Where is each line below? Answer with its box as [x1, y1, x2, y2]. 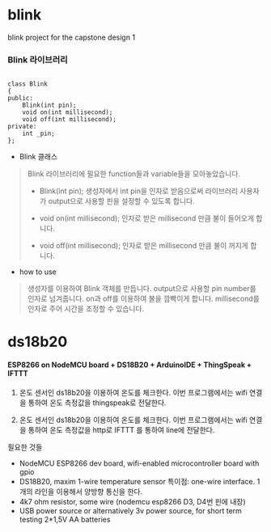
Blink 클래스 [19, 152, 58, 162]
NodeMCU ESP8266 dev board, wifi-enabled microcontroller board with [19, 458, 260, 468]
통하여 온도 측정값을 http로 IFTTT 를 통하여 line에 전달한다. [28, 424, 215, 434]
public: [7, 95, 34, 103]
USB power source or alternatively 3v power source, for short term [19, 505, 242, 515]
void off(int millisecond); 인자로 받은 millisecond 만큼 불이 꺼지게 [39, 241, 248, 251]
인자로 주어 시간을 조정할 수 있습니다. [27, 304, 145, 314]
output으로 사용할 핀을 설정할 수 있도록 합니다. [48, 196, 195, 206]
